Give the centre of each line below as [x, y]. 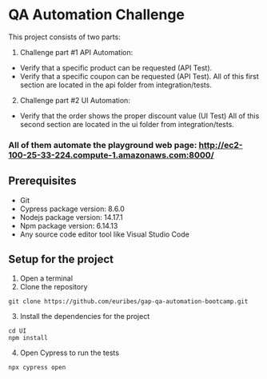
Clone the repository [54, 287]
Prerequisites [42, 181]
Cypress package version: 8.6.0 [72, 209]
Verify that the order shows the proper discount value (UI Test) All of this [139, 116]
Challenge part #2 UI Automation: [75, 100]
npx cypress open [37, 368]
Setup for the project [61, 259]
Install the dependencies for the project [85, 317]
